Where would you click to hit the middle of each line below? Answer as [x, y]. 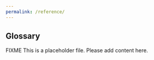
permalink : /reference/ [35, 12]
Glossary [23, 36]
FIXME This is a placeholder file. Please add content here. [77, 50]
